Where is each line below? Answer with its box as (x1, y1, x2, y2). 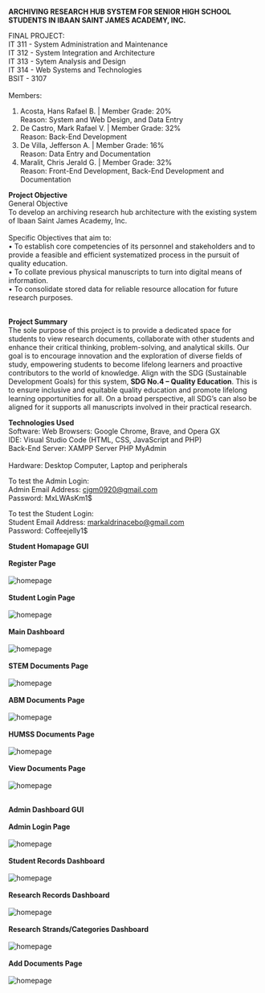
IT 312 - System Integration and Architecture (8, 48, 155, 57)
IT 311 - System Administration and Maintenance (8, 39, 169, 49)
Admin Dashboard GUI (8, 805, 84, 815)
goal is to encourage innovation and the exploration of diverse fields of (8, 351, 243, 360)
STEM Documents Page (8, 661, 89, 671)
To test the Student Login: (8, 509, 94, 518)
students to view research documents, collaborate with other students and (8, 334, 255, 343)
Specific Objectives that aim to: (8, 233, 112, 242)
